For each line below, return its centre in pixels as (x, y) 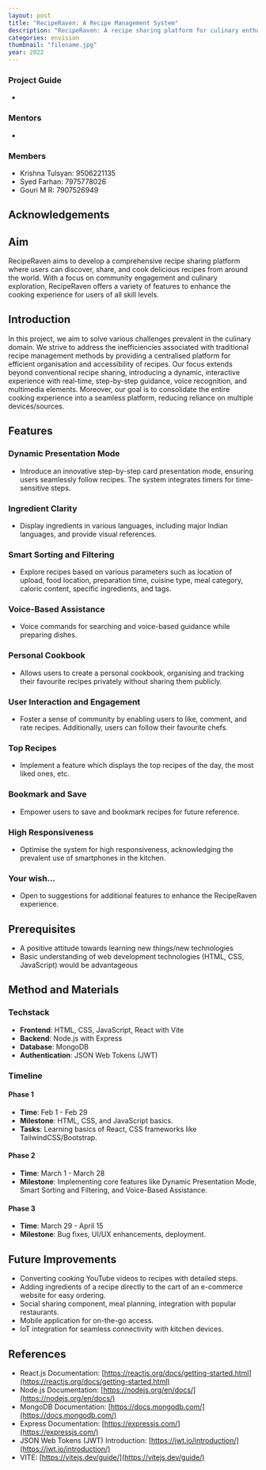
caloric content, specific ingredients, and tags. (95, 589)
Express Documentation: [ (62, 1423)
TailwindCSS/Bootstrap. (58, 1137)
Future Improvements (63, 1259)
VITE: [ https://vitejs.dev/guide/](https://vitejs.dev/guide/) (112, 1457)
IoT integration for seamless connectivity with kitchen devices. (122, 1329)
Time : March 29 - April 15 (61, 1226)
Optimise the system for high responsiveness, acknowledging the (126, 849)
